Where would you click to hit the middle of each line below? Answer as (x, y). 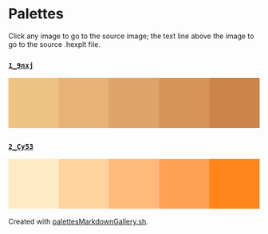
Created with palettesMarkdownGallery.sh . (79, 222)
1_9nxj (21, 65)
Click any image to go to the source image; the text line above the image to (131, 36)
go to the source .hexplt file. (55, 44)
